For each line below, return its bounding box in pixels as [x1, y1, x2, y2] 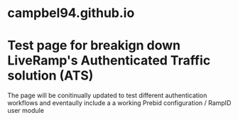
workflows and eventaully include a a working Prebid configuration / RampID [7, 99, 232, 107]
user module [7, 107, 45, 115]
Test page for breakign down [7, 38, 181, 54]
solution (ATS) [7, 67, 94, 84]
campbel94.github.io [7, 5, 135, 21]
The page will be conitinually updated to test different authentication [7, 91, 207, 100]
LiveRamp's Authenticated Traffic [7, 53, 211, 69]
